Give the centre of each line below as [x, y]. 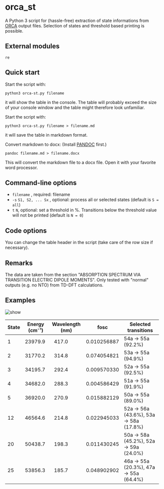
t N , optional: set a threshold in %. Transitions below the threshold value [84, 210]
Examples [20, 300]
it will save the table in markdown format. [46, 135]
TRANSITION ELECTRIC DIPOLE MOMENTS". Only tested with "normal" [77, 280]
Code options [26, 231]
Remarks [19, 263]
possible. [14, 31]
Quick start [22, 72]
